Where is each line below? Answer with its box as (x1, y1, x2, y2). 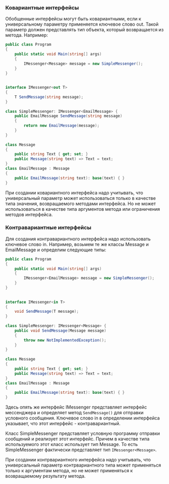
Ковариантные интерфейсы (5, 4, 79, 11)
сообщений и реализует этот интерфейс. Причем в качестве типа (5, 436, 150, 442)
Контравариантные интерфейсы (5, 224, 92, 231)
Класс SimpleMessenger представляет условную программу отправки (5, 430, 160, 437)
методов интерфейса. (5, 211, 53, 217)
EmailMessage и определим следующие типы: (5, 247, 107, 253)
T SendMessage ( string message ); (14, 94, 83, 99)
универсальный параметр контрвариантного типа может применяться (5, 462, 161, 468)
